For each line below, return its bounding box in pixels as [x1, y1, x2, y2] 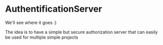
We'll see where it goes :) [5, 20, 57, 25]
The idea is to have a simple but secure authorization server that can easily [5, 29, 158, 35]
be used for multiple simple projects [5, 34, 79, 40]
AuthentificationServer [5, 3, 102, 15]
